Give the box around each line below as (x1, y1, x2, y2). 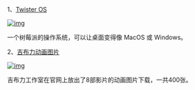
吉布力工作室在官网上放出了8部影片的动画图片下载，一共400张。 (7, 76, 192, 84)
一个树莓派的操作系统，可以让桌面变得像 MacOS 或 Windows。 (7, 33, 187, 41)
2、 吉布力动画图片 (7, 48, 60, 56)
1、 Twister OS (7, 5, 47, 13)
